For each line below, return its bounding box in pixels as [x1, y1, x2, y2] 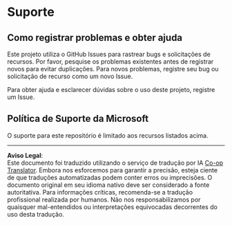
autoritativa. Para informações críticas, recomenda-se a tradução [7, 188, 193, 196]
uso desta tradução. [7, 210, 64, 218]
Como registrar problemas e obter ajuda [7, 32, 183, 44]
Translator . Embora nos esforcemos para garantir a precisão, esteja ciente [7, 165, 218, 174]
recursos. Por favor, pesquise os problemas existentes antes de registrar [7, 57, 214, 66]
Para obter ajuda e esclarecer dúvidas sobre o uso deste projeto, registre [7, 86, 215, 93]
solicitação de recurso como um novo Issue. [7, 72, 133, 80]
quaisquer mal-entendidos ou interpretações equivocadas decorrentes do [7, 202, 217, 211]
